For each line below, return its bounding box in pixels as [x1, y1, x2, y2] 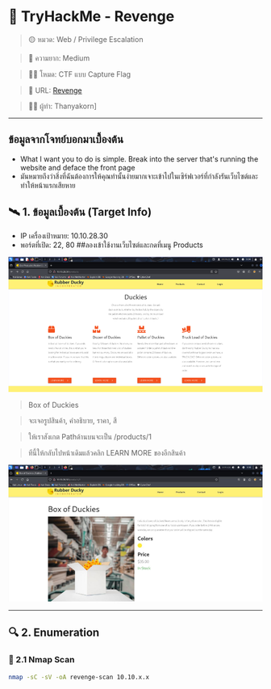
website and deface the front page [19, 162, 135, 172]
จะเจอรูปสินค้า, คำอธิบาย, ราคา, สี [27, 415, 117, 425]
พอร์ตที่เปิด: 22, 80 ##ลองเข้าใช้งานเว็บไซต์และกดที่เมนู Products [19, 240, 203, 250]
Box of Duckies [27, 400, 79, 410]
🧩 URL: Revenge [27, 85, 82, 95]
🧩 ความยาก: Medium [27, 53, 90, 63]
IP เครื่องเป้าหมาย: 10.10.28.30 [19, 230, 109, 241]
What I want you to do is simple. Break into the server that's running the [19, 153, 259, 164]
